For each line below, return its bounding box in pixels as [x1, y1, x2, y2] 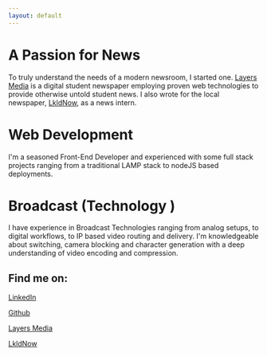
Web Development [8, 125, 134, 143]
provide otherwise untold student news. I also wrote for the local [8, 89, 220, 99]
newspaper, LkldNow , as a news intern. [8, 97, 137, 108]
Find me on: [8, 272, 68, 285]
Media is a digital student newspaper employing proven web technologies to [8, 80, 259, 90]
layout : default [8, 11, 62, 20]
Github [8, 308, 30, 318]
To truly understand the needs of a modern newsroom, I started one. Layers [8, 72, 257, 82]
